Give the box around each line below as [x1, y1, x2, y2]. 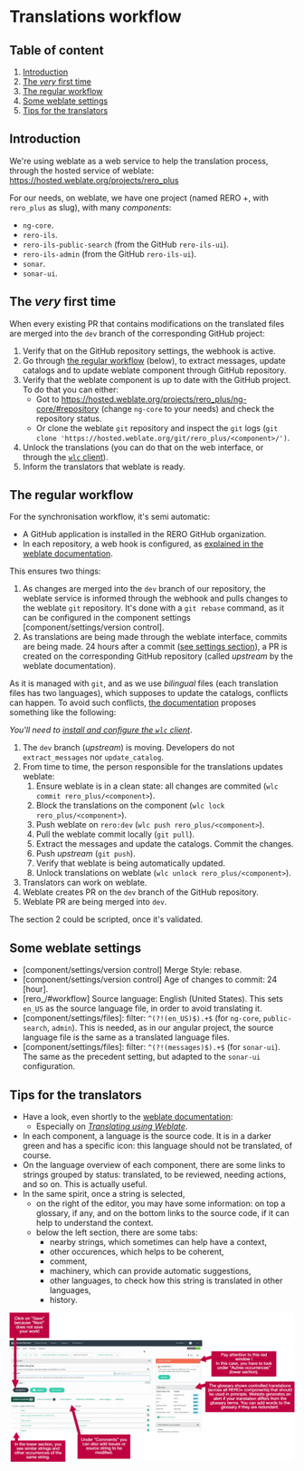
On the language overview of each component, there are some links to [22, 1160, 286, 1171]
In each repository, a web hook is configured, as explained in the [22, 538, 264, 550]
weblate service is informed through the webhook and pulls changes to [22, 593, 288, 604]
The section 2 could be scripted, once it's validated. [9, 914, 204, 925]
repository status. [35, 413, 102, 424]
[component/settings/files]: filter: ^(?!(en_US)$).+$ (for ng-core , [22, 1013, 261, 1024]
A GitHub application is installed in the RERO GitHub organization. [22, 529, 267, 540]
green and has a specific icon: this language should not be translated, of [22, 1141, 292, 1152]
